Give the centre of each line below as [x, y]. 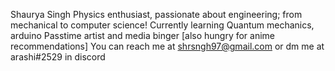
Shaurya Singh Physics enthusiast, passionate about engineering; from [156, 14]
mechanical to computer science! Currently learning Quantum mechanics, [162, 25]
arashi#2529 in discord [58, 57]
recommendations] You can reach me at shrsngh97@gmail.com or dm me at [167, 46]
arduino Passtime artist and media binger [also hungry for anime [143, 35]
